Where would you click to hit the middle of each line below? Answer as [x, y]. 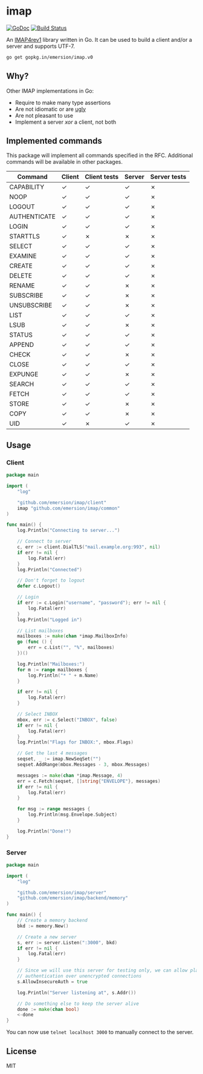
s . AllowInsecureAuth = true [52, 982]
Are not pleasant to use [44, 115]
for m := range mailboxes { [52, 670]
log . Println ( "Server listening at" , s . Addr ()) [77, 993]
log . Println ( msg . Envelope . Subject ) [73, 815]
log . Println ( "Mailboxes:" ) [51, 664]
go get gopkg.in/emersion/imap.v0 [50, 57]
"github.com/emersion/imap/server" [62, 893]
